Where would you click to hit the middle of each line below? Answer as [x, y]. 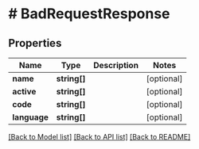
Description [116, 65]
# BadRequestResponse [89, 14]
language [31, 117]
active [24, 92]
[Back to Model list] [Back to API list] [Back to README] [99, 137]
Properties [35, 43]
